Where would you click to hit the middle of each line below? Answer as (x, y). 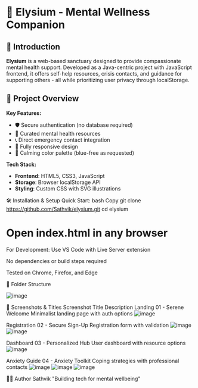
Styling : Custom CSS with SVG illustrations (68, 188)
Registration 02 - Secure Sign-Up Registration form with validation (88, 325)
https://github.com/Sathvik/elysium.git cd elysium (67, 209)
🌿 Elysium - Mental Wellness (78, 12)
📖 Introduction (33, 47)
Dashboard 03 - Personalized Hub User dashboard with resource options (96, 343)
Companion (36, 25)
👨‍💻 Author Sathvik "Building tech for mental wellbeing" (73, 378)
